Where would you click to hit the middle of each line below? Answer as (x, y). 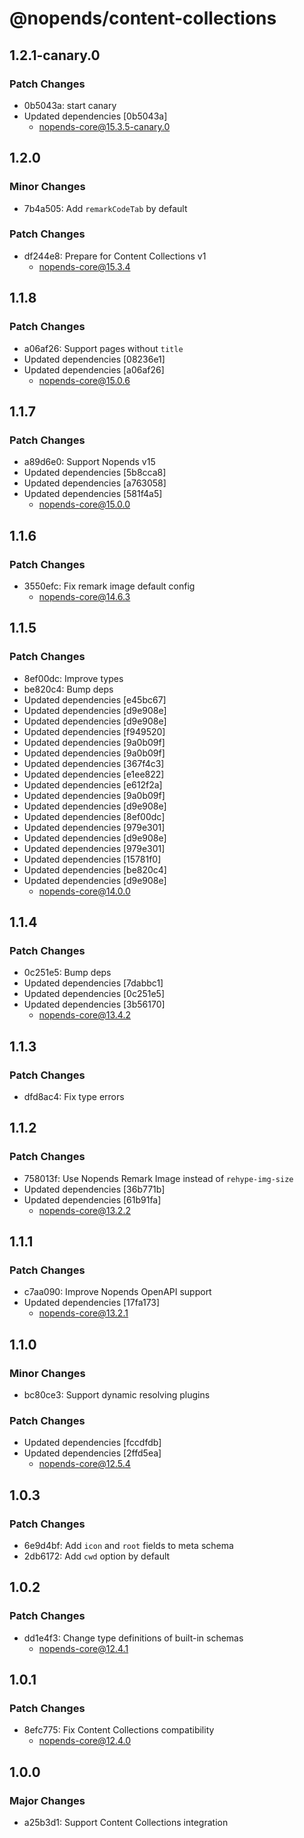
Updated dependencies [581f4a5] (93, 494)
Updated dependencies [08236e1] (94, 359)
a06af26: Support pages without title (103, 348)
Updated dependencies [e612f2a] (93, 784)
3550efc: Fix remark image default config (109, 586)
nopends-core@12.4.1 (83, 1648)
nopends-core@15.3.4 (84, 266)
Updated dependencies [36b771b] (94, 1189)
